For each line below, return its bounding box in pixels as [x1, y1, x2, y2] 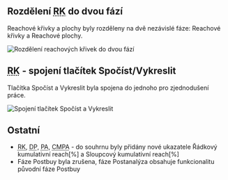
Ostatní [7, 124, 40, 136]
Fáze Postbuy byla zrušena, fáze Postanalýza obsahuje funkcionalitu [17, 158, 215, 166]
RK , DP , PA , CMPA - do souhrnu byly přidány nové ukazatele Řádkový [17, 142, 218, 152]
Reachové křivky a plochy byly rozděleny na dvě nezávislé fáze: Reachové [7, 24, 221, 32]
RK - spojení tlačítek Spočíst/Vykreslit [7, 65, 176, 77]
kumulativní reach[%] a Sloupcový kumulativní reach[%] [17, 150, 180, 158]
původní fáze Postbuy [17, 165, 81, 173]
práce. [7, 90, 26, 99]
